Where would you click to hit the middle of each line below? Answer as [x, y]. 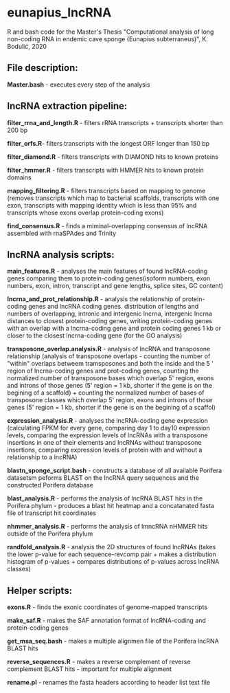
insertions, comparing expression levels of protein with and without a [105, 450]
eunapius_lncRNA [59, 13]
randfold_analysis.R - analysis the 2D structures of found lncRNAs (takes [112, 547]
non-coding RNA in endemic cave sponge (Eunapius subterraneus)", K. [107, 38]
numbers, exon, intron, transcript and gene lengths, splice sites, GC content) [115, 286]
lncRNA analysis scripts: [61, 255]
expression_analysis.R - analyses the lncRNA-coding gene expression [107, 421]
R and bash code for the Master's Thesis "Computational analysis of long [111, 32]
